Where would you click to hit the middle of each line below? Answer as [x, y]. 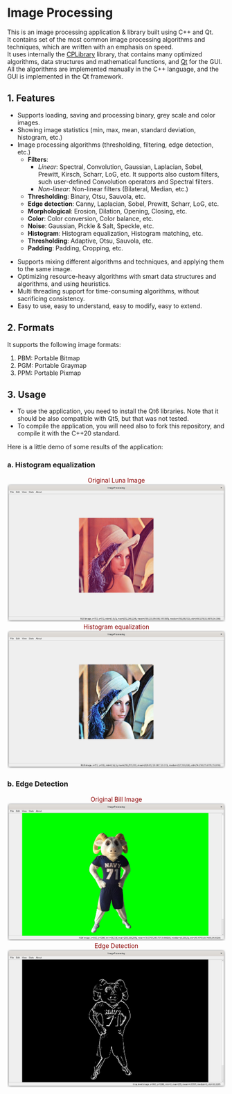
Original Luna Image [116, 480]
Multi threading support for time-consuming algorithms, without [108, 291]
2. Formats [31, 328]
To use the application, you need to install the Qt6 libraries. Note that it [118, 411]
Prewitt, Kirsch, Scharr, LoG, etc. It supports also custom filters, [128, 174]
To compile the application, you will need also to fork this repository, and [121, 426]
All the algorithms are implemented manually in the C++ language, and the [113, 69]
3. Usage [27, 394]
